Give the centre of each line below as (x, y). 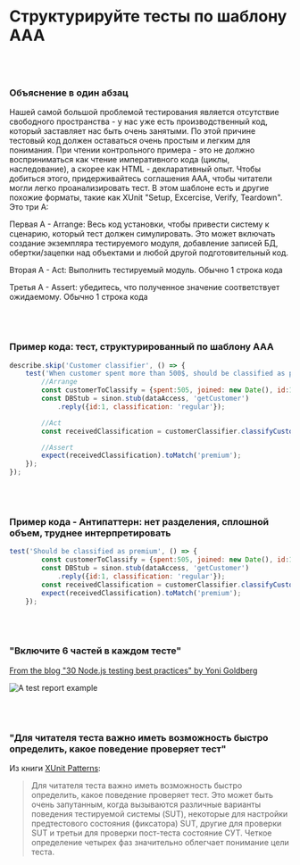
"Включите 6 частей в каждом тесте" (95, 651)
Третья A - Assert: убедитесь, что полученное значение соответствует (145, 287)
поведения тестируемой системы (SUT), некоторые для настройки (159, 814)
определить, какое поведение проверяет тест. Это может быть (152, 795)
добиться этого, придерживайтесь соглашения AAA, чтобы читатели (141, 179)
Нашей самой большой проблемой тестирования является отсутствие (144, 112)
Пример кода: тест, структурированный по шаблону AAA (142, 347)
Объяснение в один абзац (69, 93)
